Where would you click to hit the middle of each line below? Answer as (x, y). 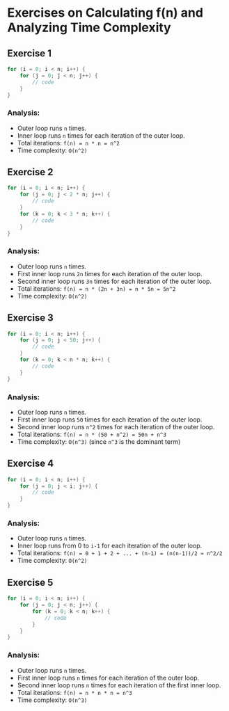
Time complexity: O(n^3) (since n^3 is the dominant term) (99, 441)
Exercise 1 (30, 53)
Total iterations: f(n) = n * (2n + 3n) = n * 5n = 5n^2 (96, 288)
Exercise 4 (31, 464)
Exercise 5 (30, 582)
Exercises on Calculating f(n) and (105, 13)
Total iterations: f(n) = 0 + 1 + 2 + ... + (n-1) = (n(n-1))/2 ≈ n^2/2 (120, 553)
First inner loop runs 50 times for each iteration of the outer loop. (110, 420)
